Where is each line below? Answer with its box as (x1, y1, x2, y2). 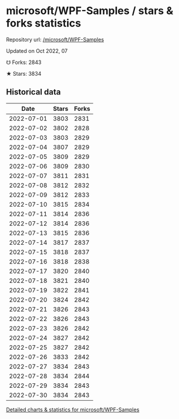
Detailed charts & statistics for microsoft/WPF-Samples (6, 406, 140, 413)
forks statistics (6, 16, 81, 30)
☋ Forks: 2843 (6, 59, 42, 66)
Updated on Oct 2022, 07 (6, 47, 68, 54)
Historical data (6, 87, 61, 97)
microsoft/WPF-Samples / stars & (6, 4, 174, 18)
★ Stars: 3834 (6, 70, 42, 77)
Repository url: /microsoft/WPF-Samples (6, 36, 104, 43)
